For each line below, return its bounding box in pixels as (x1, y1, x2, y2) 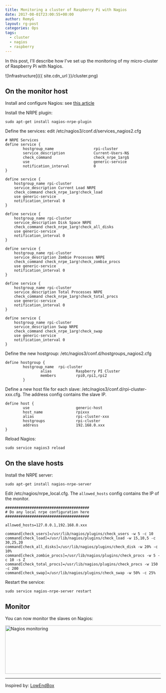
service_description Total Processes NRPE (14, 290, 103, 295)
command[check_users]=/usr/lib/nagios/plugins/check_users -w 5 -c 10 (5, 532, 154, 537)
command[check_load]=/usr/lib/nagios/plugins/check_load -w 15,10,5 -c (5, 536, 156, 541)
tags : (5, 30, 16, 35)
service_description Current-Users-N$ (23, 151, 129, 156)
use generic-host (23, 406, 103, 411)
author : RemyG (5, 16, 35, 21)
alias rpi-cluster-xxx (23, 414, 110, 419)
